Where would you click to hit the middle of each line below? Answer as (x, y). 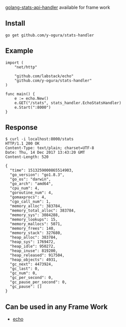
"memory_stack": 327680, (36, 233)
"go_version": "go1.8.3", (37, 175)
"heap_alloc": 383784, (34, 238)
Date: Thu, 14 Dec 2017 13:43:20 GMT (45, 153)
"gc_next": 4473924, (31, 264)
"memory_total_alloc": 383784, (43, 211)
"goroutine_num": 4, (31, 193)
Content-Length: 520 (27, 157)
